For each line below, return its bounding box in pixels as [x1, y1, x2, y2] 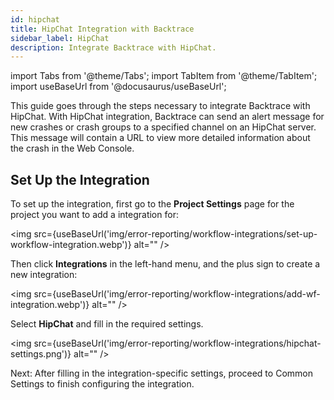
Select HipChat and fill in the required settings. [10, 318, 204, 330]
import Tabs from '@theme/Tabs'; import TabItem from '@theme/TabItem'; [10, 70, 318, 82]
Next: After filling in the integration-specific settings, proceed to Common [10, 367, 313, 380]
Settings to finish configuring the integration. [10, 378, 195, 390]
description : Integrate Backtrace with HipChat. [10, 42, 217, 53]
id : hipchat [10, 14, 60, 25]
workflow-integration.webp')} [10, 239, 132, 251]
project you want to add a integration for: [10, 209, 179, 221]
